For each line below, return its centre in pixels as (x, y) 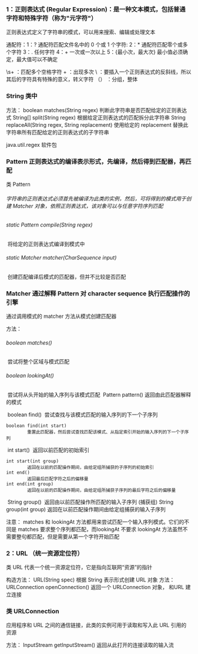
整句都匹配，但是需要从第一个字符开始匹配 (68, 536)
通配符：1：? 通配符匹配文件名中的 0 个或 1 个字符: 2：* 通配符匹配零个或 (95, 45)
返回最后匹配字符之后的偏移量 (58, 479)
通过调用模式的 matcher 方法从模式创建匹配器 (61, 316)
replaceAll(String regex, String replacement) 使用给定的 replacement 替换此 (97, 124)
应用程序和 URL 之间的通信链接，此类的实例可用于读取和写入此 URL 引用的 (96, 625)
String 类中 (22, 96)
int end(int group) (30, 484)
